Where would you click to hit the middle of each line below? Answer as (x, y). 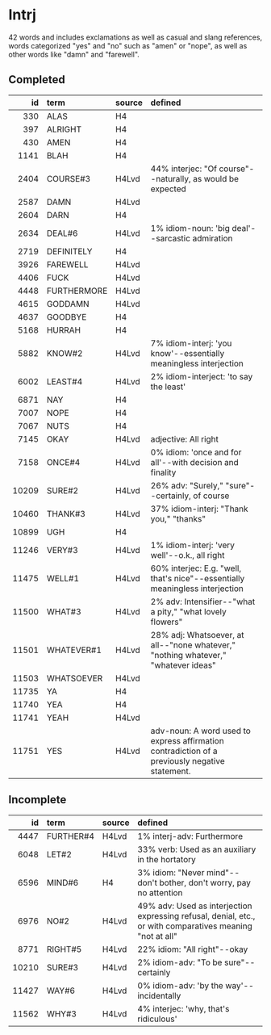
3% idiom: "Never (171, 872)
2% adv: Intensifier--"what (203, 601)
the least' (168, 387)
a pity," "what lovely (189, 611)
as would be (216, 178)
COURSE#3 (69, 178)
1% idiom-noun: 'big (190, 228)
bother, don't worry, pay (205, 882)
